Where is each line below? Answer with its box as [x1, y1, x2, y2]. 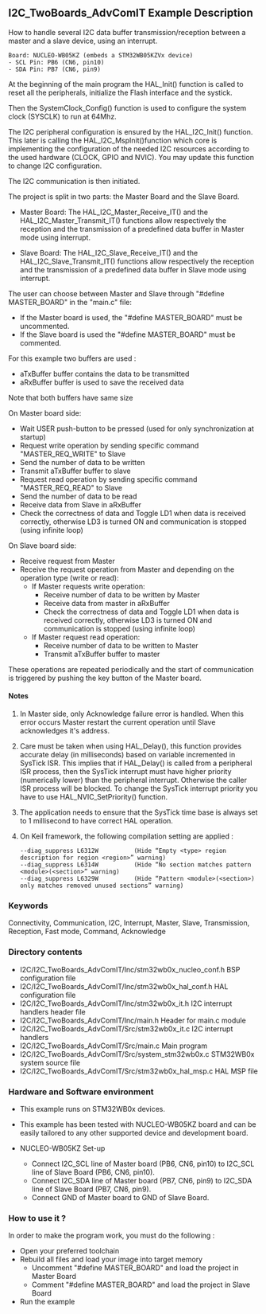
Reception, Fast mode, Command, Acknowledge [8, 927, 167, 937]
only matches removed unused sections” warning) [19, 882, 184, 890]
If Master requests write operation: [31, 581, 145, 591]
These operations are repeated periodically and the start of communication [8, 664, 254, 674]
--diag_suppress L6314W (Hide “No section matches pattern [19, 861, 252, 869]
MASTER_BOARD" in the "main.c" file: [8, 297, 133, 307]
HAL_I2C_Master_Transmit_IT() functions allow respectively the [19, 215, 227, 225]
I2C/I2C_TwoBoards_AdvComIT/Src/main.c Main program [19, 1041, 208, 1050]
